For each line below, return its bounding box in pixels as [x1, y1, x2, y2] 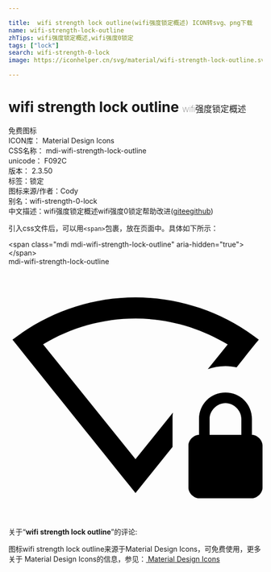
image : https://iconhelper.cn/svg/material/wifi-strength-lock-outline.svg [8, 56, 269, 64]
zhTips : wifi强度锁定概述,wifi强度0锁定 [8, 34, 134, 42]
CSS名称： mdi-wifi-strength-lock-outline [8, 146, 147, 155]
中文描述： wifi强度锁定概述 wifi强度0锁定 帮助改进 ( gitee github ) [8, 206, 214, 216]
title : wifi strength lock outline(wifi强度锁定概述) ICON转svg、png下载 [8, 19, 253, 27]
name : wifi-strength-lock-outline [8, 26, 125, 35]
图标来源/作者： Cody [8, 186, 79, 196]
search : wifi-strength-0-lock [8, 49, 110, 57]
